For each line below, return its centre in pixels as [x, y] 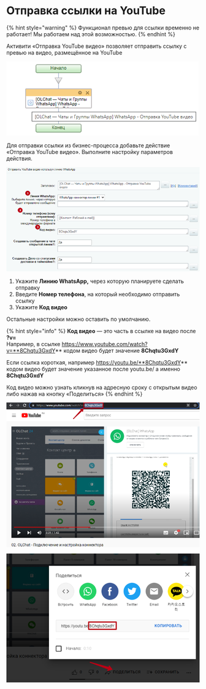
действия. [19, 158]
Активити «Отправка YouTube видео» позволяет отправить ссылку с [97, 46]
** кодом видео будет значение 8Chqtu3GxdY [117, 351]
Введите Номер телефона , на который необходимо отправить [97, 294]
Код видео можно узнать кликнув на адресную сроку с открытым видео [102, 388]
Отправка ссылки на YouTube [86, 11]
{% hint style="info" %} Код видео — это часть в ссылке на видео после [101, 331]
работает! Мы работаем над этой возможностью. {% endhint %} [91, 34]
